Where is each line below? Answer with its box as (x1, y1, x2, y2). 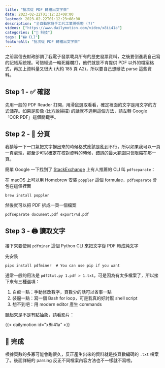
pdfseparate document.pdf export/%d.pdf (5, 212, 90, 217)
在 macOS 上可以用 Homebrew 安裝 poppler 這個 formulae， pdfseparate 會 (5, 177, 158, 183)
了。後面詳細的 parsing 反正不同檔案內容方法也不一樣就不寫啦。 (5, 358, 135, 363)
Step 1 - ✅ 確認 (5, 88, 50, 96)
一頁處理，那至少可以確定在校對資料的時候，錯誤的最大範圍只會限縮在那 (5, 150, 152, 156)
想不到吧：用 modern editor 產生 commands (12, 301, 102, 307)
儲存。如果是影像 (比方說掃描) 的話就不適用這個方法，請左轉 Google (9, 108, 148, 114)
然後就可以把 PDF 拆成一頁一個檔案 (5, 202, 77, 208)
